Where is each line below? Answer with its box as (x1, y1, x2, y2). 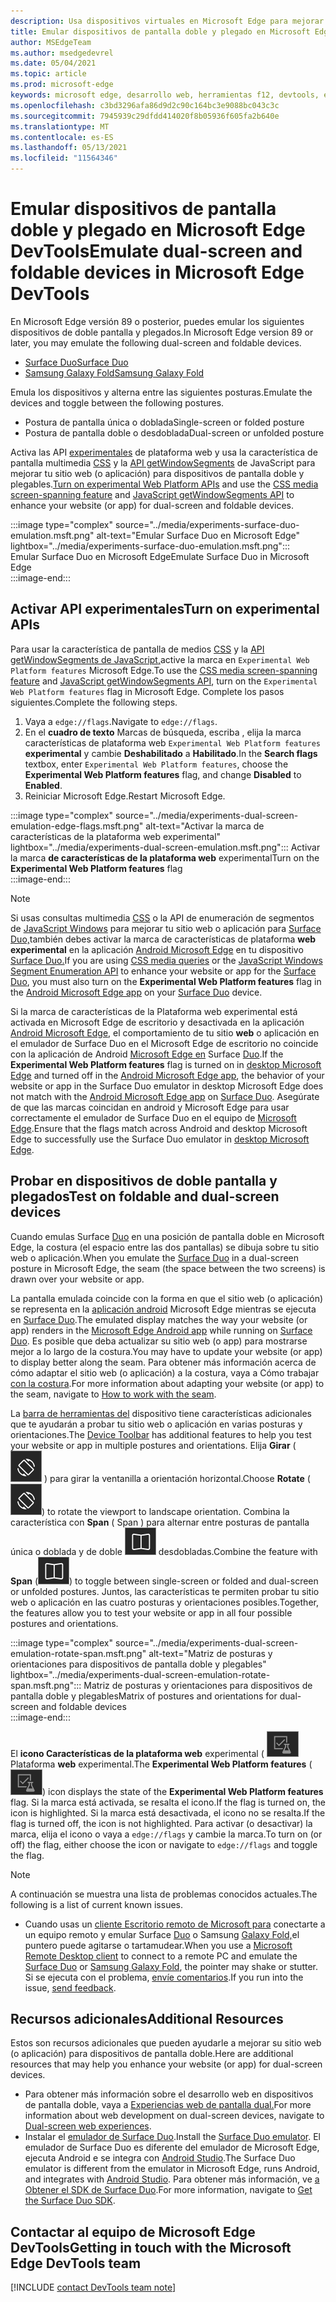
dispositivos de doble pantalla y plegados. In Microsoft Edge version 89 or (10, 326, 314, 338)
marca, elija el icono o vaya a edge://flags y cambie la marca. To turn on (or (10, 1828, 323, 1840)
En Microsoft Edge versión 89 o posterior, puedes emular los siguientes (10, 315, 305, 327)
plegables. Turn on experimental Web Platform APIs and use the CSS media (10, 478, 319, 490)
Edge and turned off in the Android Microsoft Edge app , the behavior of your (10, 1069, 325, 1081)
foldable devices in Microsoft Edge (10, 261, 305, 284)
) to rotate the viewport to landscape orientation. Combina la (41, 1505, 290, 1517)
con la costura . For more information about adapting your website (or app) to (10, 1377, 325, 1389)
